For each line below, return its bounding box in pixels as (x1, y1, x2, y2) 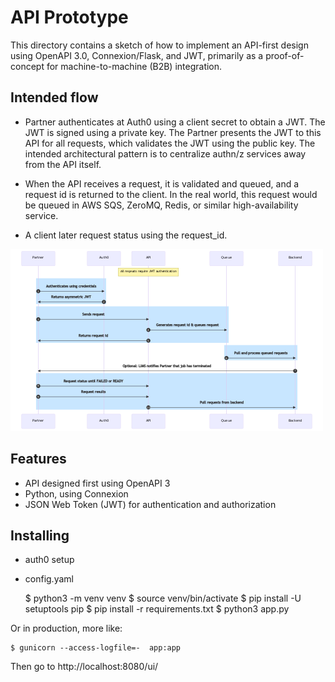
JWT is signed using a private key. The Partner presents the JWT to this (24, 126, 322, 138)
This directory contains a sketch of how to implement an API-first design (10, 39, 309, 51)
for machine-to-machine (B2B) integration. (46, 60, 223, 72)
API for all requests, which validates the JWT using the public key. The (24, 137, 316, 149)
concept (10, 60, 45, 72)
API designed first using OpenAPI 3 (24, 477, 171, 489)
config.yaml (24, 573, 74, 585)
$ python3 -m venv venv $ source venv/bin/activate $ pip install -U (24, 592, 302, 605)
